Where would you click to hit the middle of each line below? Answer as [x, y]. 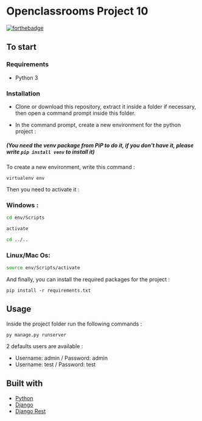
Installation [23, 94]
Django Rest [30, 411]
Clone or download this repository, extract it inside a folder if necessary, [106, 106]
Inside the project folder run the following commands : [74, 324]
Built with [25, 384]
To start [21, 47]
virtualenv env [26, 178]
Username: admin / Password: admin [61, 358]
